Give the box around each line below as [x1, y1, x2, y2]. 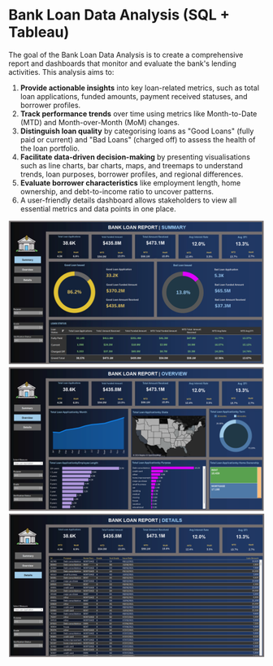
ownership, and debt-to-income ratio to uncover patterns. [19, 186, 214, 196]
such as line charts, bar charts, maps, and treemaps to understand [19, 160, 244, 170]
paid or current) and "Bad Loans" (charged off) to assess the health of [19, 134, 256, 144]
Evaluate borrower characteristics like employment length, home [19, 177, 241, 188]
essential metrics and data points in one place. [19, 203, 176, 213]
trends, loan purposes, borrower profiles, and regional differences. [19, 169, 244, 179]
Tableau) [8, 23, 70, 41]
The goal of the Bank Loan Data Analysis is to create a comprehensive [8, 50, 244, 59]
